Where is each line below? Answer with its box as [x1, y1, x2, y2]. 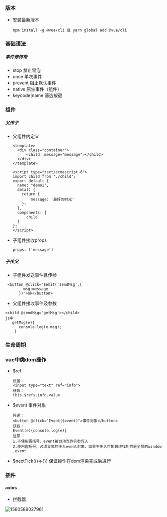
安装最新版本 [12, 17, 39, 23]
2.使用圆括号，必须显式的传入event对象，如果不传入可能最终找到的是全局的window [12, 444, 162, 449]
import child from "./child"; [12, 174, 76, 179]
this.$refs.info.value [12, 393, 60, 398]
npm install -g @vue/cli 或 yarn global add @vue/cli [12, 28, 127, 33]
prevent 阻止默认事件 [12, 80, 56, 86]
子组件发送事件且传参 [12, 272, 57, 278]
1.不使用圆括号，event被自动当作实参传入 [12, 439, 89, 444]
